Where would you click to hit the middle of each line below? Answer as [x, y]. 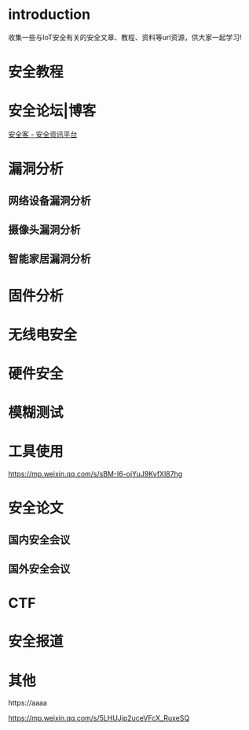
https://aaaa [27, 703]
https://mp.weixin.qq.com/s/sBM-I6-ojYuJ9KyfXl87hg [95, 474]
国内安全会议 [39, 540]
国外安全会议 [39, 569]
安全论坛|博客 [52, 111]
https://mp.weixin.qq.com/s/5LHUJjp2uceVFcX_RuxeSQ [99, 718]
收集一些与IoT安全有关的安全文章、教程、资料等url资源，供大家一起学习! [125, 37]
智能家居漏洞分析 [49, 259]
